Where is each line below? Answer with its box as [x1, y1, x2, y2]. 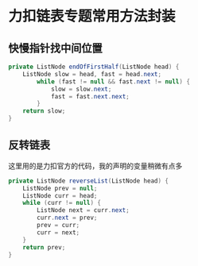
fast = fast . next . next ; [50, 92, 130, 100]
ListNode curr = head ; [22, 191, 98, 199]
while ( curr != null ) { [22, 199, 102, 207]
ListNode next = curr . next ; [37, 206, 130, 214]
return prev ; [22, 243, 66, 251]
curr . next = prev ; [37, 214, 98, 222]
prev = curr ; [37, 222, 80, 229]
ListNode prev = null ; [22, 184, 98, 192]
